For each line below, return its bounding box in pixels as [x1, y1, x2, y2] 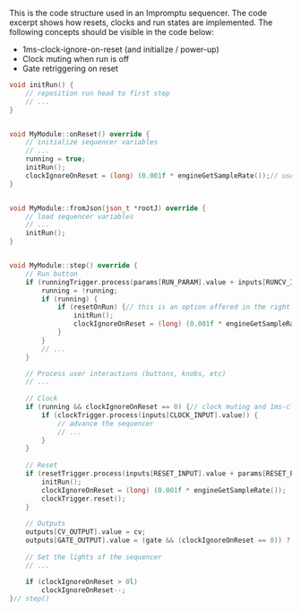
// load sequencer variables [25, 212, 134, 221]
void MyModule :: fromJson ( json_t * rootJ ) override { [9, 204, 206, 213]
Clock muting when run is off [21, 54, 130, 64]
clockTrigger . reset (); [41, 494, 126, 503]
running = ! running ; [41, 286, 118, 295]
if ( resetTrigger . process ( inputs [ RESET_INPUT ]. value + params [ [25, 469, 267, 478]
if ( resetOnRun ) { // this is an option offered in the [56, 302, 267, 312]
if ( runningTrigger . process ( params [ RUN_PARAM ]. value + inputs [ [25, 277, 267, 286]
